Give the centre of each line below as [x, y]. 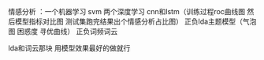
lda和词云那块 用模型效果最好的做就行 [69, 48]
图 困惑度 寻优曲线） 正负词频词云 [63, 31]
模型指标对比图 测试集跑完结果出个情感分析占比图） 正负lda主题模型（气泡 [136, 21]
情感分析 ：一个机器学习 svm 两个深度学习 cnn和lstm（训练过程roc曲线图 [127, 11]
